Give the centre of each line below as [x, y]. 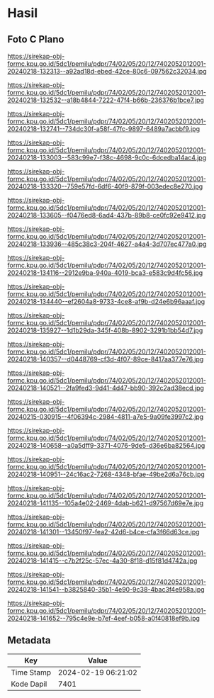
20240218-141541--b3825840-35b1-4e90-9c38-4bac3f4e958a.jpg [106, 589]
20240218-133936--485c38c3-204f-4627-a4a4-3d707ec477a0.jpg [107, 244]
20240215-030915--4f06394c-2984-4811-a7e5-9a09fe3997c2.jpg [106, 417]
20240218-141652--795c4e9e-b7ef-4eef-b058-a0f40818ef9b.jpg [104, 618]
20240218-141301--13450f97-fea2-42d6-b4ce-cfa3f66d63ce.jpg [103, 532]
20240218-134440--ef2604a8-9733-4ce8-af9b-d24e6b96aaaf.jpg [106, 302]
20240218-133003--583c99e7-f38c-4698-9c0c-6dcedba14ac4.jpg [107, 158]
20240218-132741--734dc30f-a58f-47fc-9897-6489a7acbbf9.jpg [104, 129]
